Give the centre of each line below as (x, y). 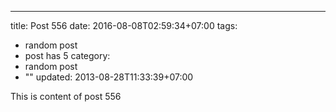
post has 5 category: (67, 55)
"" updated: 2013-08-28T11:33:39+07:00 (109, 77)
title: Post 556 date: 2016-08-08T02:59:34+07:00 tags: (124, 25)
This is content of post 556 (66, 96)
